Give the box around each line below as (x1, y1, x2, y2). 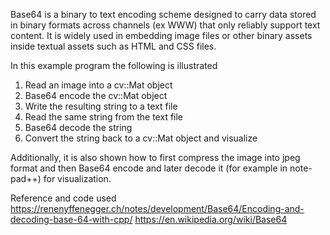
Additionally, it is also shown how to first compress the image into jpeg (10, 152, 301, 163)
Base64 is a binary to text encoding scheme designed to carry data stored (10, 9, 317, 20)
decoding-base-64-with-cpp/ (10, 214, 133, 225)
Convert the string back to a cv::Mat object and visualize (24, 132, 258, 144)
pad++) (10, 173, 42, 184)
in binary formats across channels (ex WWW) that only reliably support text (10, 19, 321, 31)
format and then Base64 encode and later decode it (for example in (10, 162, 288, 174)
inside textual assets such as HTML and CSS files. (10, 40, 217, 52)
